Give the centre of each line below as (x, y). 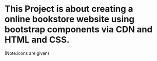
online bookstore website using (69, 19)
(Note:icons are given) (27, 53)
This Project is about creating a (69, 9)
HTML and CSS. (37, 40)
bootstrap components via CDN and (78, 30)
